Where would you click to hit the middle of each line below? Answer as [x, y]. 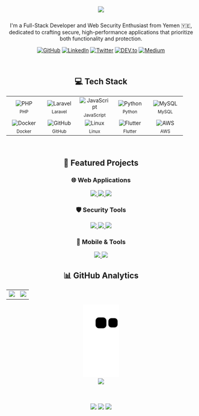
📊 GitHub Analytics [101, 275]
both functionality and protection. [101, 39]
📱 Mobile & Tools [101, 242]
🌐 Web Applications [101, 180]
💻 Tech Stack [101, 82]
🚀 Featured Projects [101, 163]
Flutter [130, 131]
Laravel [60, 112]
